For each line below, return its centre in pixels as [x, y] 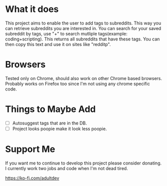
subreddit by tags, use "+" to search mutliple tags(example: [66, 33]
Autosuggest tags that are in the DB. [50, 123]
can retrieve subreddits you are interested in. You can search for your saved [83, 28]
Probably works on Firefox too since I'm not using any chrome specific [78, 83]
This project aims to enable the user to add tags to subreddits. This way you [83, 23]
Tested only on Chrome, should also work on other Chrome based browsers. [84, 78]
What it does [32, 9]
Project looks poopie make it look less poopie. [60, 128]
